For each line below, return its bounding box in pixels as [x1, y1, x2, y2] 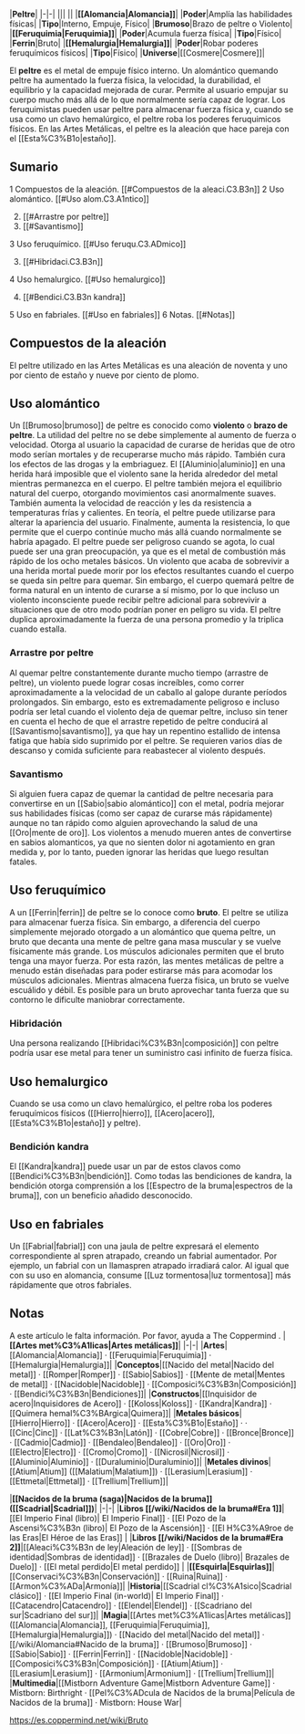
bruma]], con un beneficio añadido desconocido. [9, 1190, 193, 1201]
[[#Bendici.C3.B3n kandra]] [22, 291, 126, 302]
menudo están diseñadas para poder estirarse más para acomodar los [9, 965, 273, 976]
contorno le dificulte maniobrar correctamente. [9, 994, 186, 1005]
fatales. [9, 856, 38, 867]
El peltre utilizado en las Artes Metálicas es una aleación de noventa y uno [9, 360, 289, 371]
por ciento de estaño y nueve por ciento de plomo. [9, 370, 199, 381]
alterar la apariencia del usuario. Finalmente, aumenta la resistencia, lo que [9, 517, 290, 528]
